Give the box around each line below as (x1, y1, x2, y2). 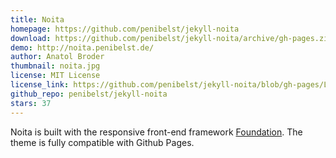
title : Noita (10, 14, 65, 25)
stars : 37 (10, 98, 52, 108)
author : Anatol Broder (10, 52, 105, 62)
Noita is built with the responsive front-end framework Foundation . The (10, 126, 303, 138)
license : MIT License (10, 71, 101, 81)
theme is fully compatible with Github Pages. (10, 136, 195, 148)
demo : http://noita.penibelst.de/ (10, 42, 155, 53)
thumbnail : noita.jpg (10, 61, 101, 71)
